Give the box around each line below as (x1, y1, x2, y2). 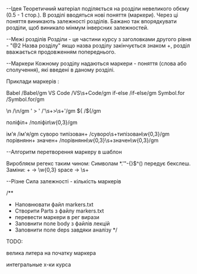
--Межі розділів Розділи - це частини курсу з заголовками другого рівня (6, 36, 192, 42)
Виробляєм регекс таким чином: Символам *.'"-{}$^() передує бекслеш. (6, 160, 191, 167)
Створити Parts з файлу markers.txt (14, 207, 104, 214)
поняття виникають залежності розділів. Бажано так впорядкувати (6, 18, 177, 24)
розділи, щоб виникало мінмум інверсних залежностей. (6, 24, 149, 31)
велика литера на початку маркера (6, 250, 96, 256)
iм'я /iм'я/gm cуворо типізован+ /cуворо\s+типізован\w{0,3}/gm (6, 131, 170, 137)
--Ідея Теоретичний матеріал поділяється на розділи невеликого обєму (6, 5, 189, 12)
